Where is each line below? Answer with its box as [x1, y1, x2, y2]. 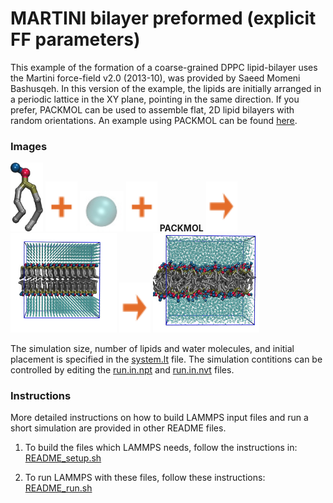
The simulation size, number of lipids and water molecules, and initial [10, 342, 295, 354]
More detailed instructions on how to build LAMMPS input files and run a [10, 412, 309, 424]
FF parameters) [10, 28, 141, 51]
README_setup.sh [24, 452, 102, 464]
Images [10, 139, 48, 153]
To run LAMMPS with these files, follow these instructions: [24, 472, 266, 484]
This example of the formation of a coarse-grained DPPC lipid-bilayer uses [10, 61, 318, 73]
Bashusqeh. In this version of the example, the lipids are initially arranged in [10, 82, 322, 94]
